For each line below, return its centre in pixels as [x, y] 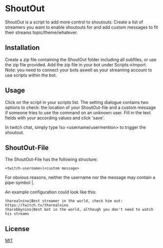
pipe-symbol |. [20, 183]
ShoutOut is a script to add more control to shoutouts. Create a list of [74, 22]
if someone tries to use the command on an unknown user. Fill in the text [78, 112]
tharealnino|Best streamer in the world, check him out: [64, 201]
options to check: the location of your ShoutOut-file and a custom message [81, 107]
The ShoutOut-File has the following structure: [52, 160]
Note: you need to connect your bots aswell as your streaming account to [79, 70]
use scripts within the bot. [31, 75]
